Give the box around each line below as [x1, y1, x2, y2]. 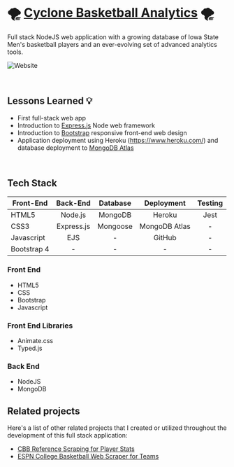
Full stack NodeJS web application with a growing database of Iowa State [7, 32, 219, 41]
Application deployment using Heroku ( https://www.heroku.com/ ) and [17, 136, 219, 144]
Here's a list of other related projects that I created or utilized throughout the [7, 424, 227, 432]
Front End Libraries [7, 321, 73, 330]
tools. [7, 48, 24, 56]
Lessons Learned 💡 [7, 95, 93, 107]
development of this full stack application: [7, 431, 128, 440]
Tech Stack [7, 177, 57, 189]
